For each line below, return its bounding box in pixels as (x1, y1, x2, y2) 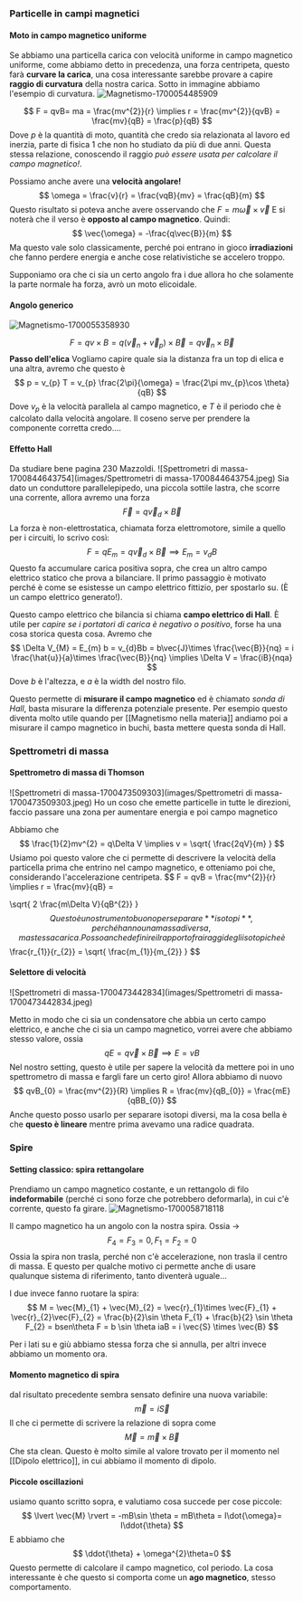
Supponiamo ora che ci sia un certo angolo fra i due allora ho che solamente (9, 270, 294, 281)
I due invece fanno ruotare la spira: (9, 1288, 139, 1299)
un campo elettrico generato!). (9, 591, 123, 602)
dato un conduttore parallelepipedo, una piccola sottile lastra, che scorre (9, 482, 280, 493)
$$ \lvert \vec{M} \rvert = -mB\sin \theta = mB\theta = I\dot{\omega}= (21, 1510, 283, 1521)
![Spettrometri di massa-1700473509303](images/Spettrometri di (9, 786, 253, 798)
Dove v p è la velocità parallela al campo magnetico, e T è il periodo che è (9, 401, 282, 414)
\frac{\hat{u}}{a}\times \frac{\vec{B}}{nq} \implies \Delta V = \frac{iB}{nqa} (11, 652, 293, 662)
